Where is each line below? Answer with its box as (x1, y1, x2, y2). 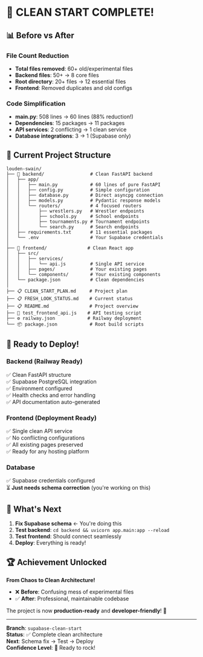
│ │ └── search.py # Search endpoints (6, 223, 139, 230)
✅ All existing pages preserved (6, 441, 83, 448)
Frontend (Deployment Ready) (6, 414, 97, 422)
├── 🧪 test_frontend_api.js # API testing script (6, 310, 142, 316)
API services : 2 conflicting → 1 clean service (14, 126, 127, 133)
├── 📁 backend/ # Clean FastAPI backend (6, 171, 153, 177)
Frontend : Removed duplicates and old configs (14, 84, 133, 91)
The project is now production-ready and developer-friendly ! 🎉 (6, 607, 167, 614)
